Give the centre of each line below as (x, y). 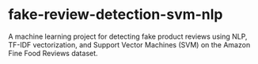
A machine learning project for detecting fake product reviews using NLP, (128, 36)
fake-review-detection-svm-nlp (116, 15)
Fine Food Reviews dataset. (53, 53)
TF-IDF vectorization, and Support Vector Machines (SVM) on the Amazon (129, 44)
